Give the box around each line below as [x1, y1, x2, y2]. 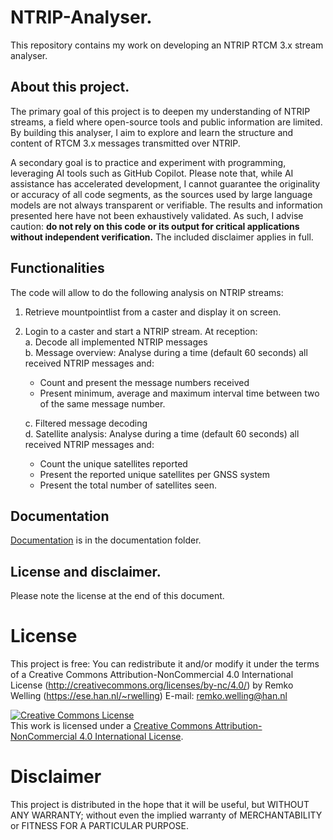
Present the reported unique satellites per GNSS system [39, 468, 271, 480]
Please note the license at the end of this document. [10, 590, 225, 602]
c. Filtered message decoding [24, 417, 148, 429]
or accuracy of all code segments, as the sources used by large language [10, 188, 313, 200]
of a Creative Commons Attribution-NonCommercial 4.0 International [10, 669, 294, 681]
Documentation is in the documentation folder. [10, 534, 202, 546]
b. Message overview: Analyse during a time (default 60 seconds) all [24, 346, 308, 358]
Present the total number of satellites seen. [39, 479, 217, 491]
